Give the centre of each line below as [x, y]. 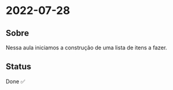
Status [19, 67]
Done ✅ [16, 81]
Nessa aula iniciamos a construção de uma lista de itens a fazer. [86, 47]
